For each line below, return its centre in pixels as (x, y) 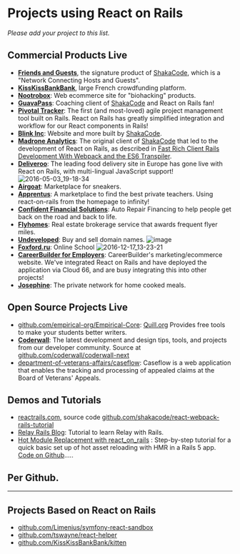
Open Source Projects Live (68, 307)
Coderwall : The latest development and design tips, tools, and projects (122, 340)
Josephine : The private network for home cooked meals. (102, 285)
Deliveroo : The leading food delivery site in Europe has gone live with (120, 163)
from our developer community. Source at (79, 347)
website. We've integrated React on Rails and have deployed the (112, 262)
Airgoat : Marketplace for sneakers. (69, 186)
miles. (26, 232)
